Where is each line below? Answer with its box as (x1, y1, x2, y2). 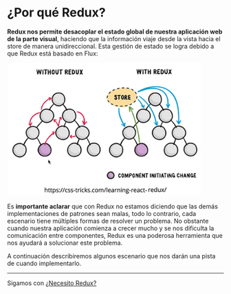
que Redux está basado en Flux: (7, 49, 98, 58)
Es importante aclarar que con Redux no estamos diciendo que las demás (7, 202, 219, 210)
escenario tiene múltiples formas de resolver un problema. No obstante (7, 217, 209, 225)
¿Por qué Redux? (7, 5, 106, 21)
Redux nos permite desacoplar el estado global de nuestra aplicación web (7, 27, 223, 36)
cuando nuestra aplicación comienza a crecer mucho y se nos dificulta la (7, 224, 214, 232)
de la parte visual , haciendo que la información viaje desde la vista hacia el (7, 34, 221, 42)
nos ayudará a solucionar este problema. (7, 238, 123, 247)
